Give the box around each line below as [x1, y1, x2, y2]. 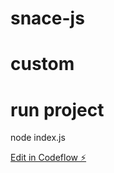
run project [10, 98, 105, 121]
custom [10, 53, 75, 76]
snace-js [10, 7, 85, 30]
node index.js [10, 132, 66, 144]
